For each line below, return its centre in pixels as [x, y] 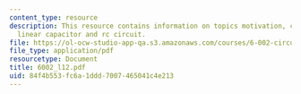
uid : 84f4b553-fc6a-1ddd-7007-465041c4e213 [92, 76]
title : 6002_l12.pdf [48, 68]
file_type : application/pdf [62, 51]
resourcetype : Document [54, 59]
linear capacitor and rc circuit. [82, 34]
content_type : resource [54, 17]
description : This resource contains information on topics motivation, [148, 26]
